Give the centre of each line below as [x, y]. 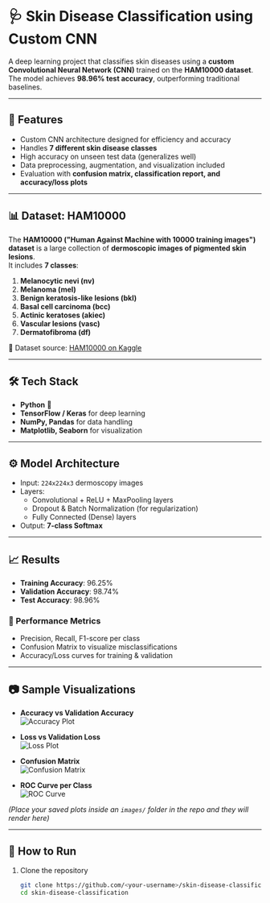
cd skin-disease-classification [74, 893]
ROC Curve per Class [56, 785]
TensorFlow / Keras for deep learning [83, 413]
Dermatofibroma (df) [55, 332]
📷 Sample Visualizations [72, 689]
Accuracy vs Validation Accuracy [77, 713]
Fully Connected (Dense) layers [84, 517]
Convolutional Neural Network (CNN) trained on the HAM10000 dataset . [131, 69]
